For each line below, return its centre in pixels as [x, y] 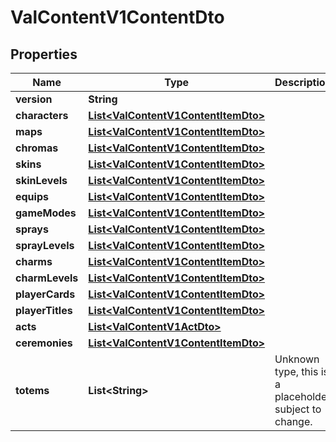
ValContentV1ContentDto [117, 17]
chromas [37, 148]
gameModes [46, 213]
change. [293, 421]
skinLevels [41, 180]
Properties [44, 54]
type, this [296, 371]
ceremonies [44, 343]
